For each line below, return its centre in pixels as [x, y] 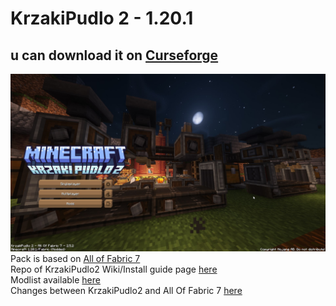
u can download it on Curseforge [114, 55]
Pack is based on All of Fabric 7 [75, 258]
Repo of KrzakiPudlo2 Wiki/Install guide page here [114, 269]
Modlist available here [55, 279]
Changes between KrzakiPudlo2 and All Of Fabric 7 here [126, 290]
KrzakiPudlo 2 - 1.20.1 [102, 18]
